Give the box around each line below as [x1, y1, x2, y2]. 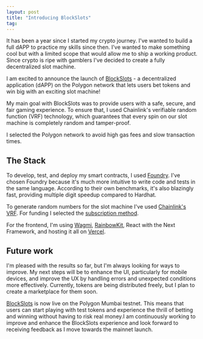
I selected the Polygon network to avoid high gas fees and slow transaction [6, 131, 195, 138]
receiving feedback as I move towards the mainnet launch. [6, 326, 154, 333]
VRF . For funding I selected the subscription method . [6, 209, 139, 217]
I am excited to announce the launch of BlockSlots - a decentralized [6, 75, 177, 83]
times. [6, 138, 22, 145]
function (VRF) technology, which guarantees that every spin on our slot [6, 113, 188, 120]
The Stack [6, 155, 46, 166]
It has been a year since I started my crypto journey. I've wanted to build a [6, 37, 193, 45]
